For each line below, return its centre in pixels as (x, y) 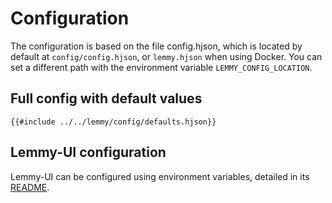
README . (30, 187)
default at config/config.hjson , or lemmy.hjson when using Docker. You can (166, 56)
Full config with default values (106, 98)
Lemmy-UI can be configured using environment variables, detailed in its (160, 176)
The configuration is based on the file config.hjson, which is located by (156, 46)
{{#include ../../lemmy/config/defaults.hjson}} (113, 122)
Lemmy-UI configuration (88, 152)
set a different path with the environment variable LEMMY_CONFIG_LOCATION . (161, 67)
